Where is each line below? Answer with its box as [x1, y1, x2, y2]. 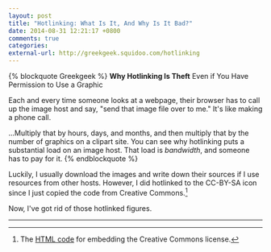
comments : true [8, 34, 60, 43]
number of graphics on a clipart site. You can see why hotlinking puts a [8, 137, 244, 146]
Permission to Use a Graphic [8, 80, 103, 89]
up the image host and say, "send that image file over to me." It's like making [8, 104, 263, 114]
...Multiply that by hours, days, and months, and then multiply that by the [8, 128, 249, 138]
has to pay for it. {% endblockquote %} [8, 154, 139, 163]
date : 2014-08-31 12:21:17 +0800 [8, 27, 121, 35]
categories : [8, 42, 48, 50]
